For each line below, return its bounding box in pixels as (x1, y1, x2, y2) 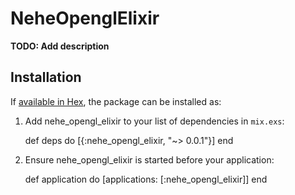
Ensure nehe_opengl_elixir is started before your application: (24, 153, 275, 166)
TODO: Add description (10, 40, 110, 52)
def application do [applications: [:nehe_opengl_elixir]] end (24, 173, 268, 185)
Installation (10, 69, 82, 86)
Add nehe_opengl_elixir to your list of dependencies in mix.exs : (24, 115, 285, 127)
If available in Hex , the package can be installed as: (10, 95, 222, 107)
